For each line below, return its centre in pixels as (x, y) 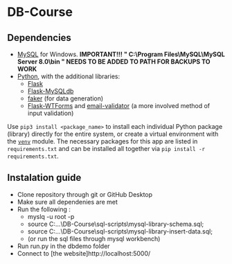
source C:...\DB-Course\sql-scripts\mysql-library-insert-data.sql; (120, 231)
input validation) (51, 113)
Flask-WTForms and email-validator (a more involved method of (119, 106)
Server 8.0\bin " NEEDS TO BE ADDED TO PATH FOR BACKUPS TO (114, 62)
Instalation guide (44, 178)
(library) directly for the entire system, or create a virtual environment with (113, 134)
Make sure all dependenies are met (67, 202)
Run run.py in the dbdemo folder (63, 246)
